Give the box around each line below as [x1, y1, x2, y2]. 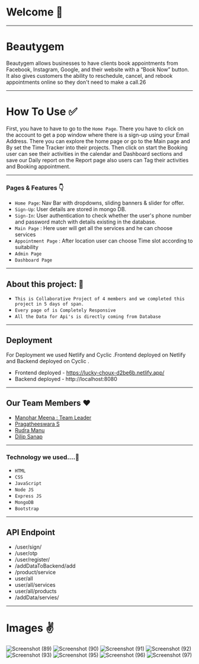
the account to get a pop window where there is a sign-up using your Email [6, 131, 190, 139]
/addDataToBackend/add [14, 562, 76, 569]
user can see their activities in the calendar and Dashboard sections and [6, 150, 183, 157]
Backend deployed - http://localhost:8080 [14, 375, 117, 382]
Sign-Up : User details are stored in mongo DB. [14, 206, 127, 213]
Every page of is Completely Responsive [14, 307, 116, 313]
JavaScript [14, 480, 42, 486]
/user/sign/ [14, 543, 42, 550]
